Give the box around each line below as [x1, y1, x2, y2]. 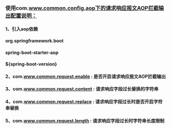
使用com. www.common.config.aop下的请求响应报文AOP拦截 [5, 4, 159, 11]
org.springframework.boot [5, 38, 64, 44]
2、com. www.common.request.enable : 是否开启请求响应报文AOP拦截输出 [5, 73, 166, 80]
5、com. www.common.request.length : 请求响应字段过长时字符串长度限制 [5, 117, 165, 123]
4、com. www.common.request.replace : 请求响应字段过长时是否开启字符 [5, 98, 163, 105]
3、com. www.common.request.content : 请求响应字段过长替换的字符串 [5, 86, 159, 92]
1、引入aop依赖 [5, 25, 38, 32]
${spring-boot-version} [5, 61, 57, 67]
